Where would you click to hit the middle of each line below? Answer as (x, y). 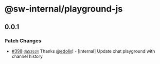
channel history (27, 56)
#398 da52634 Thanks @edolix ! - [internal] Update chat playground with (83, 51)
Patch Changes (23, 41)
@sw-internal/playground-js (64, 9)
